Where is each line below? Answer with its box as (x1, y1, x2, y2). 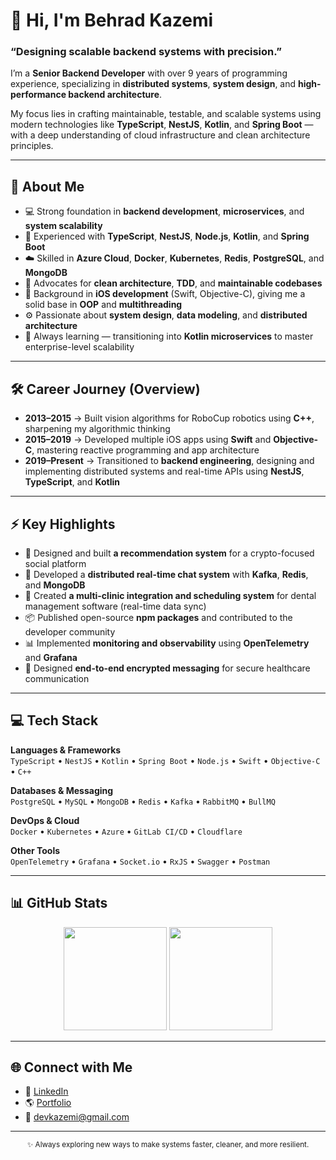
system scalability (24, 220, 103, 232)
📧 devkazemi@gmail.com (24, 1111, 130, 1123)
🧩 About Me (10, 178, 85, 195)
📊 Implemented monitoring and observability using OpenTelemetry (24, 637, 310, 649)
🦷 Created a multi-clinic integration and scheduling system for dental (24, 589, 317, 601)
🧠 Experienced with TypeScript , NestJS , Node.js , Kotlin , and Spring (24, 230, 310, 243)
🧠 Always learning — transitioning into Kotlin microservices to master (24, 330, 314, 343)
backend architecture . (68, 89, 163, 101)
